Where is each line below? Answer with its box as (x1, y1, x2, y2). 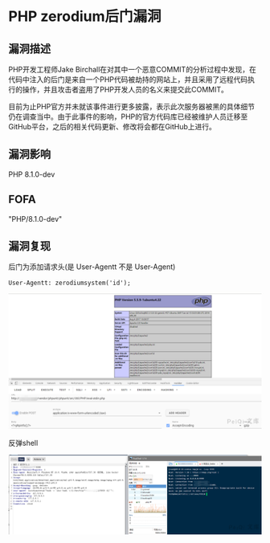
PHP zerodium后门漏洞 (8, 7, 162, 26)
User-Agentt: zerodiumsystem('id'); (8, 279, 131, 288)
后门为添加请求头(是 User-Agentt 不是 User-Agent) (8, 262, 176, 271)
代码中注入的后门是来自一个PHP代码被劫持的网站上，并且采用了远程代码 (8, 75, 248, 84)
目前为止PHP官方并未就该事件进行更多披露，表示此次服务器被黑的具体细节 (8, 102, 256, 111)
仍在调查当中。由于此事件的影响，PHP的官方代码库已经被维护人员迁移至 (8, 112, 248, 121)
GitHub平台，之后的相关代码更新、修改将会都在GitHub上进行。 (8, 122, 217, 131)
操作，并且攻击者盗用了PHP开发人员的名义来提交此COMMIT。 (22, 85, 229, 94)
